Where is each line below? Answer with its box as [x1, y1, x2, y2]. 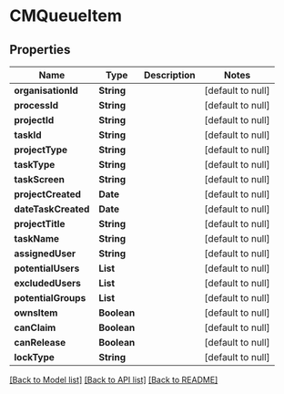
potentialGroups [14, 292, 86, 304]
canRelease [14, 337, 66, 348]
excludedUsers [14, 277, 82, 289]
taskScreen [14, 173, 66, 185]
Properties [9, 42, 71, 57]
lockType [14, 351, 55, 363]
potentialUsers [14, 262, 80, 275]
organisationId [14, 84, 79, 97]
